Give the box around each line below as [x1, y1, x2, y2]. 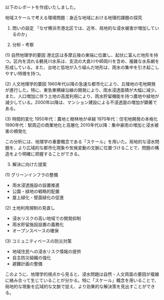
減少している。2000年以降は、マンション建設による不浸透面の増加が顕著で [5, 100, 158, 105]
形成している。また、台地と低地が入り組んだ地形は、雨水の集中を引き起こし [5, 64, 160, 70]
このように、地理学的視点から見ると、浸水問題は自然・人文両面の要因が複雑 [5, 272, 160, 277]
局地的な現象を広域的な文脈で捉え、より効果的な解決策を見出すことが [5, 284, 147, 289]
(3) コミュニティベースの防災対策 [5, 238, 72, 244]
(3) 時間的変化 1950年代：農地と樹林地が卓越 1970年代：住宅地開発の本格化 [5, 116, 158, 122]
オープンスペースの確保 [12, 228, 59, 233]
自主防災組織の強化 [12, 255, 51, 260]
